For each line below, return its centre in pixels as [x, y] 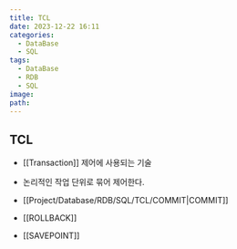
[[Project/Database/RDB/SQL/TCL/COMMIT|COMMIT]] [125, 201]
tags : [20, 60]
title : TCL [30, 18]
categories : [32, 35]
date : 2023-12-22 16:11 [55, 26]
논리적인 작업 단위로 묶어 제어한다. [83, 182]
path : [20, 103]
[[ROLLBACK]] [50, 218]
